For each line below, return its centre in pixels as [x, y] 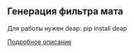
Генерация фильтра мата [65, 12]
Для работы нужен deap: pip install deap [67, 28]
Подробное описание [39, 42]
